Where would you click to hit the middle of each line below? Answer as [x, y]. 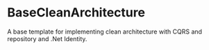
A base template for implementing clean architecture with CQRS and [105, 32]
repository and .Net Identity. [47, 38]
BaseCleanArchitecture [76, 13]
